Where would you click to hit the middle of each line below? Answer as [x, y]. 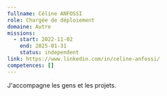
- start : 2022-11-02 [43, 40]
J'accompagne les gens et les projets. [62, 85]
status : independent [49, 53]
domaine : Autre [29, 26]
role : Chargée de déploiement [51, 20]
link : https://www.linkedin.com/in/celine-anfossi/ [83, 59]
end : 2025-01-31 [43, 46]
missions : [22, 33]
